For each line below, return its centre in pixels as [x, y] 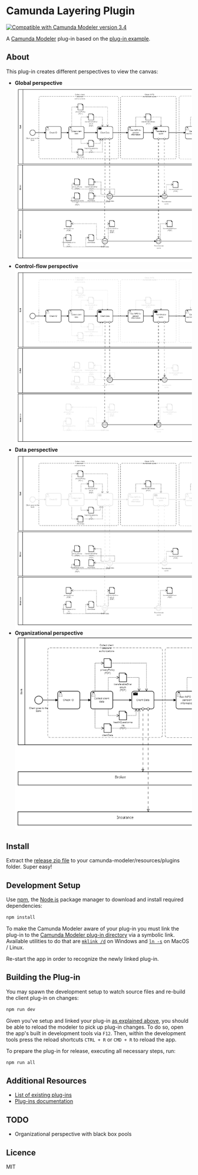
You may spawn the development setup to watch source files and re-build [96, 992]
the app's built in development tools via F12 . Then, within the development [96, 1033]
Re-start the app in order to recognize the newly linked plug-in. [82, 959]
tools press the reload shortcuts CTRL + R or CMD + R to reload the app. [91, 1039]
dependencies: [24, 906]
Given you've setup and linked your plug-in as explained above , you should [97, 1020]
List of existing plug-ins [43, 1095]
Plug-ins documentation [44, 1101]
